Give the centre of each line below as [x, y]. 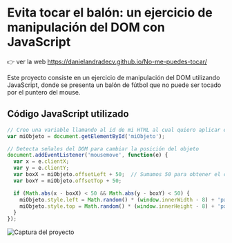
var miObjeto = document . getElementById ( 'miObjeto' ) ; [86, 136]
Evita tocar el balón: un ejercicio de [110, 13]
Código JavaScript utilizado [68, 114]
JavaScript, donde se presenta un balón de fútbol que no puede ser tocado [114, 85]
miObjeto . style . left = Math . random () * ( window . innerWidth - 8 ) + [117, 200]
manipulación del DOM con [86, 27]
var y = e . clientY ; [41, 168]
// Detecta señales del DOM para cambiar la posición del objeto [103, 149]
